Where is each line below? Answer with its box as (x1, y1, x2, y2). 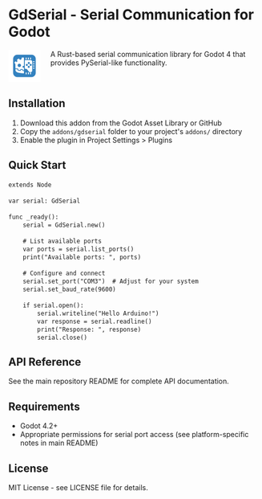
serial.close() (37, 333, 88, 342)
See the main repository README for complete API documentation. (8, 376, 230, 387)
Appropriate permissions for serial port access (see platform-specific (19, 430, 249, 440)
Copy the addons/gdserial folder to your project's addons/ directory (19, 126, 243, 136)
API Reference (8, 355, 82, 369)
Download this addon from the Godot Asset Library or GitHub (19, 118, 223, 128)
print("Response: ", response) (37, 325, 142, 333)
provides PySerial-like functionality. (50, 58, 167, 67)
